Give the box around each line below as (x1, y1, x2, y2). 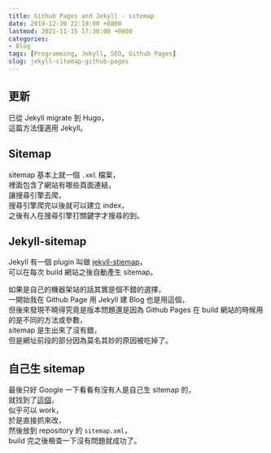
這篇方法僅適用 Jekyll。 (8, 123, 88, 133)
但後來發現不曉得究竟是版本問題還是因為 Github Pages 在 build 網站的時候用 (8, 305, 264, 314)
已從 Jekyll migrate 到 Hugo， (8, 112, 108, 122)
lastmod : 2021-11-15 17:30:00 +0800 (8, 27, 133, 35)
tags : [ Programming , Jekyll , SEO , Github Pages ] (8, 50, 177, 58)
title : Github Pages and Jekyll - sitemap (8, 11, 155, 20)
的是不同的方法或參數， (8, 315, 87, 325)
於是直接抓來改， (8, 416, 66, 425)
